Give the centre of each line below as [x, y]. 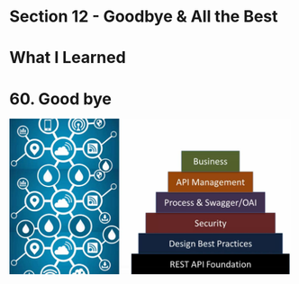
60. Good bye [61, 98]
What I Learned [68, 58]
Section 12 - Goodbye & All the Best [144, 17]
